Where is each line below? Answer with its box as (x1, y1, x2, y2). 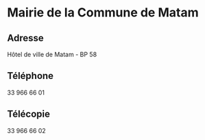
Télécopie (7, 108, 50, 120)
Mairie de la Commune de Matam (7, 5, 199, 21)
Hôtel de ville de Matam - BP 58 (7, 50, 97, 58)
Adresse (7, 32, 45, 44)
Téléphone (7, 70, 53, 82)
